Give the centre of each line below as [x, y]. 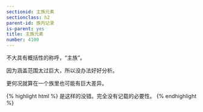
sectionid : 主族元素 [30, 12]
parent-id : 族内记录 [30, 23]
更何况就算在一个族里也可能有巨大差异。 [57, 83]
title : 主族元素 [25, 34]
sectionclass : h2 [28, 17]
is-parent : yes [25, 29]
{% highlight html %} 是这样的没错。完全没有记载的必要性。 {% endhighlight [101, 96]
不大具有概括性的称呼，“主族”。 [46, 58]
